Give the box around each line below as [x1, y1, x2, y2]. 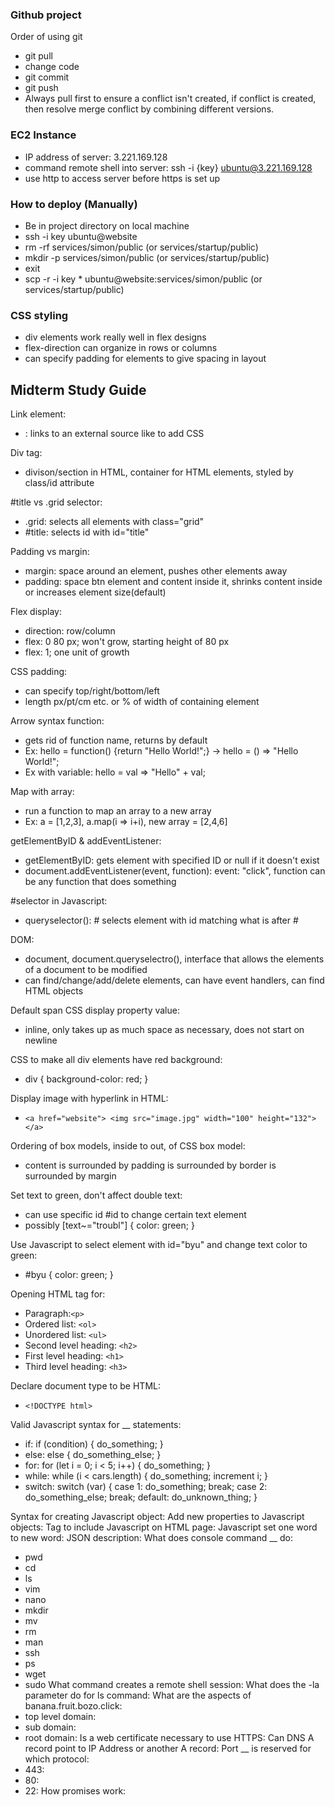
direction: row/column [24, 625, 116, 637]
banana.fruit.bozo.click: [24, 1700, 123, 1712]
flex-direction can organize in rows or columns [24, 342, 218, 354]
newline [24, 1034, 58, 1046]
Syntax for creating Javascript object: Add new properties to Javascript [10, 1511, 305, 1522]
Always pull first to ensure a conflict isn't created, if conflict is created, [24, 93, 317, 105]
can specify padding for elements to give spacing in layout [24, 353, 267, 365]
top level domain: [24, 1711, 97, 1722]
